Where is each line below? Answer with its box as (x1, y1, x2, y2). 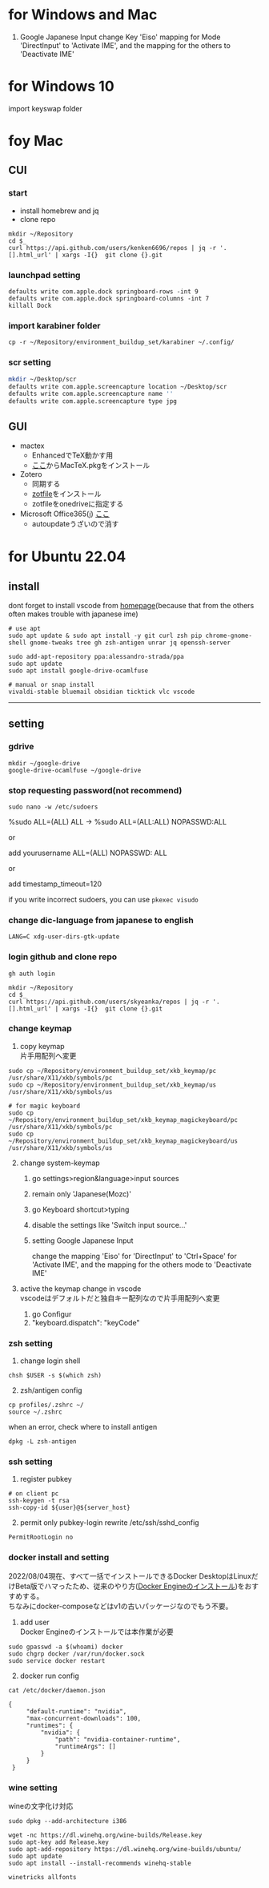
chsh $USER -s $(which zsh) (8, 1372, 102, 1380)
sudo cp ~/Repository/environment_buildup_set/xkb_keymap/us (8, 1080, 217, 1089)
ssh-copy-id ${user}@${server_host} (8, 1504, 130, 1512)
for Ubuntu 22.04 (8, 547, 126, 566)
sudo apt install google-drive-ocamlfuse (8, 667, 149, 675)
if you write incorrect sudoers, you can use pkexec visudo (8, 894, 199, 904)
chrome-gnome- (205, 631, 252, 639)
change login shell (19, 1356, 81, 1366)
